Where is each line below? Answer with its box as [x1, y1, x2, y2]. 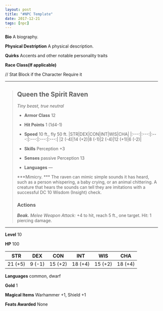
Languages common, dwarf [5, 273, 61, 279]
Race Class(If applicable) [5, 62, 57, 68]
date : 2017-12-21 [5, 16, 40, 21]
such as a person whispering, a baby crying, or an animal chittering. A [16, 179, 157, 185]
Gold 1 [5, 282, 18, 289]
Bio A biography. [5, 34, 39, 40]
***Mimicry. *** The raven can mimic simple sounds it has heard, [16, 174, 149, 180]
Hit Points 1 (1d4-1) [24, 122, 63, 128]
